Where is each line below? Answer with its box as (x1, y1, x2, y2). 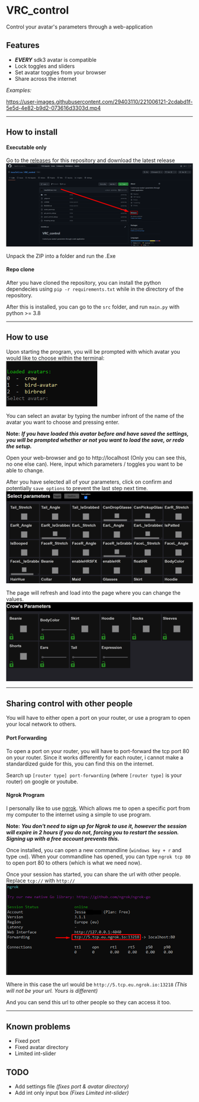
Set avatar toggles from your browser (14, 69, 107, 76)
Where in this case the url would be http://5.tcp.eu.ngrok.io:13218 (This (6, 981, 188, 988)
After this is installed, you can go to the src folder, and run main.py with (6, 303, 179, 310)
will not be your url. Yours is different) (6, 987, 98, 995)
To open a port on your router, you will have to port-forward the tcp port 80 (6, 747, 190, 754)
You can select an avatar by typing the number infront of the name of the (6, 412, 184, 419)
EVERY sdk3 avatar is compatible (14, 56, 97, 63)
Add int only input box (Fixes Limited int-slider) (14, 1090, 129, 1097)
